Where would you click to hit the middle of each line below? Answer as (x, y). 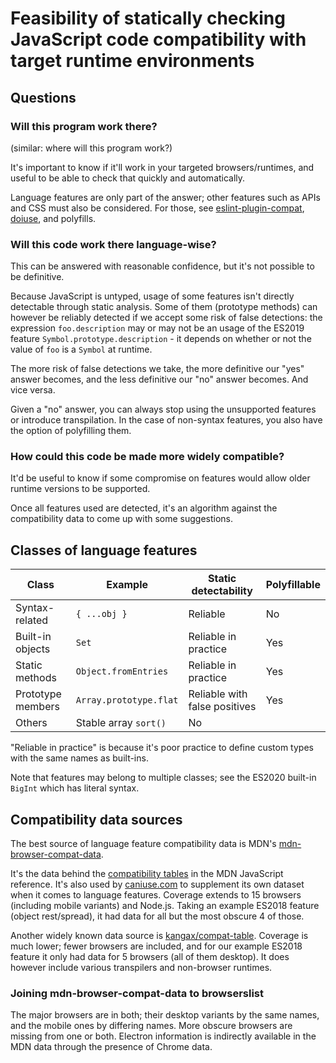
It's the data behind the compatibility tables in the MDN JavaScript (147, 874)
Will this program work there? (84, 126)
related (32, 620)
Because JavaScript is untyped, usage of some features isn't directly (152, 296)
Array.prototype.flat (127, 700)
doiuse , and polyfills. (53, 218)
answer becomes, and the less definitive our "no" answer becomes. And (159, 379)
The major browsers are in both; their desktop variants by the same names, (165, 1015)
